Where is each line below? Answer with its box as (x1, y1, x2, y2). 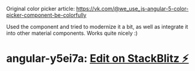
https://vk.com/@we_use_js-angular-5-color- (76, 5, 189, 12)
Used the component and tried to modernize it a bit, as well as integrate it (6, 23, 188, 30)
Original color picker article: (6, 5, 75, 12)
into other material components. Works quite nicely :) (6, 29, 138, 37)
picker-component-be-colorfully (6, 11, 87, 19)
